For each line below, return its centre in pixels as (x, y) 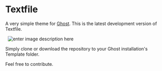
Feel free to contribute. (29, 64)
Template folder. (22, 54)
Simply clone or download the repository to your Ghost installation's (76, 49)
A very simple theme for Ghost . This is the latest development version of (81, 23)
